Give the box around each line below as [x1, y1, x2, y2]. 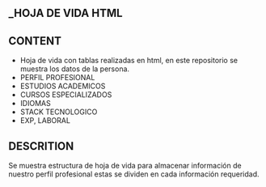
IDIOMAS [19, 99, 51, 108]
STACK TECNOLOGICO [19, 107, 98, 117]
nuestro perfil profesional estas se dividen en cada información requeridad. [8, 169, 260, 179]
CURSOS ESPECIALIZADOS [19, 90, 112, 100]
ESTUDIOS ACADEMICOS [19, 81, 106, 91]
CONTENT [8, 34, 62, 48]
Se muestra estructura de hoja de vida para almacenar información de [8, 161, 242, 171]
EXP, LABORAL [19, 116, 71, 125]
